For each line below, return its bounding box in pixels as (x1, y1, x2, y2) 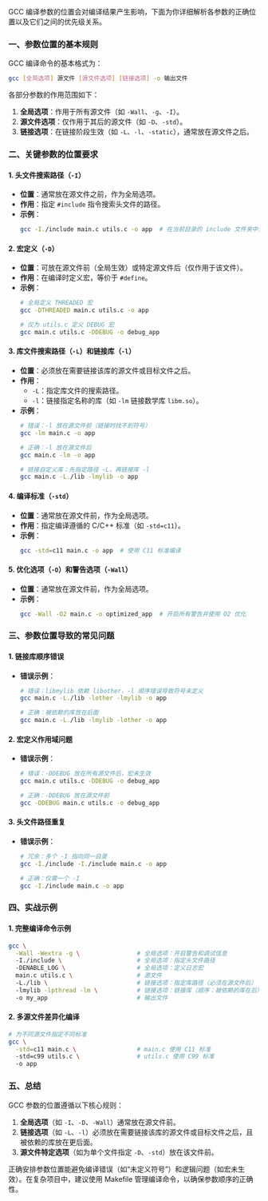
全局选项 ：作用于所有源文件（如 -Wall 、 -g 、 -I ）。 (19, 107, 184, 117)
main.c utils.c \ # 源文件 (15, 972, 162, 980)
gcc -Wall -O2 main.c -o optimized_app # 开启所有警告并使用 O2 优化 (19, 610, 246, 618)
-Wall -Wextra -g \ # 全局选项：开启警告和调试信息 (15, 949, 227, 957)
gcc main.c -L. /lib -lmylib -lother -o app (19, 716, 167, 724)
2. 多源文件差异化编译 (8, 1012, 80, 1022)
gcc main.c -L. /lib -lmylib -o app (19, 473, 139, 481)
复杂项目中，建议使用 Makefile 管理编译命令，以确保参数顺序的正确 (32, 1174, 254, 1183)
